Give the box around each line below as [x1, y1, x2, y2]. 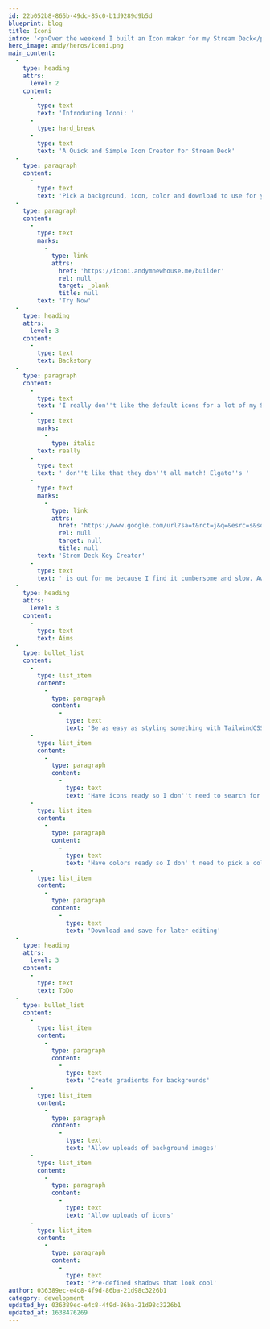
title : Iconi [8, 27, 52, 35]
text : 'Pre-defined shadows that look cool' [65, 1279, 218, 1287]
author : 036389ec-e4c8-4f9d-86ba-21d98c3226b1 [8, 1286, 167, 1294]
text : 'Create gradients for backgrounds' [65, 1077, 211, 1085]
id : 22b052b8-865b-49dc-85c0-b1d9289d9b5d [8, 11, 153, 20]
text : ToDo [37, 986, 74, 994]
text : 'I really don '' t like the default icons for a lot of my [37, 402, 257, 410]
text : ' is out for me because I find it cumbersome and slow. [37, 574, 253, 582]
